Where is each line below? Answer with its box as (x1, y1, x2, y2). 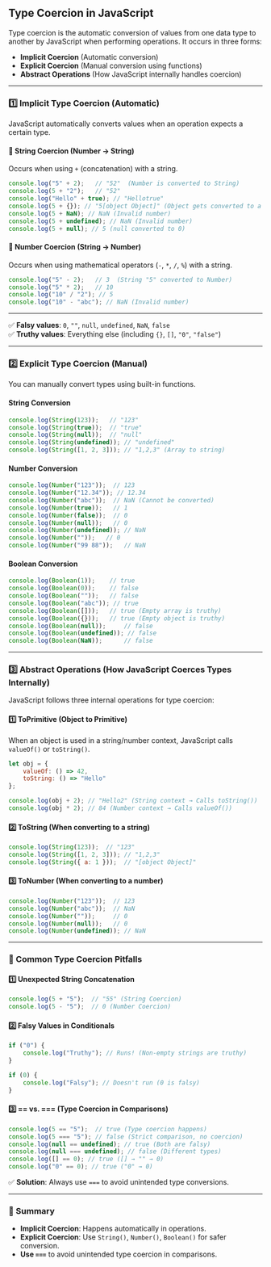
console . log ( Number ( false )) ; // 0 (8, 511, 128, 519)
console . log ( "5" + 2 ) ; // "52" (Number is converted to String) (8, 179, 240, 188)
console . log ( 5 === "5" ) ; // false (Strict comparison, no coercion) (8, 1132, 244, 1141)
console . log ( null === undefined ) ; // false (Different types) (8, 1147, 222, 1156)
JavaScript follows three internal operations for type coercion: (8, 695, 215, 705)
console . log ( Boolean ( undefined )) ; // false (8, 629, 157, 637)
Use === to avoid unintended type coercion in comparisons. (19, 1249, 218, 1259)
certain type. (8, 128, 51, 137)
